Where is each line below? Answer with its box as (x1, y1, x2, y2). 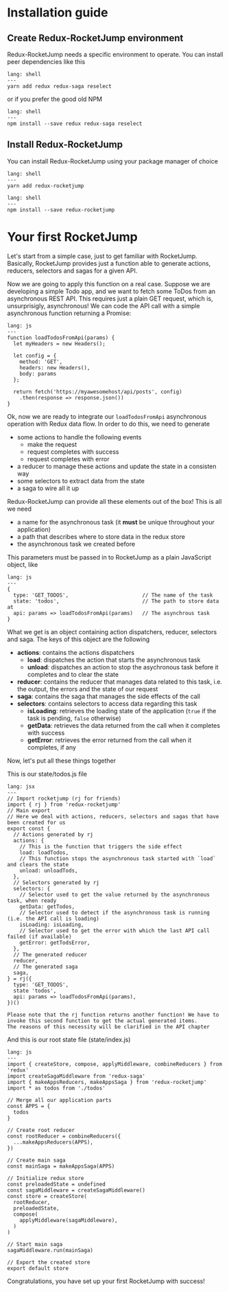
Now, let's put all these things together (7, 757, 117, 765)
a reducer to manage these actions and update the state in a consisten (16, 462, 217, 470)
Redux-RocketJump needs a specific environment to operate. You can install (7, 50, 224, 58)
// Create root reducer (7, 1127, 75, 1133)
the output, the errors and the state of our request (16, 684, 158, 693)
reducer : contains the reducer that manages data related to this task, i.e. (16, 678, 223, 686)
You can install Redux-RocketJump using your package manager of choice (7, 157, 218, 165)
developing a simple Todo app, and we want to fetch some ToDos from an (7, 287, 216, 295)
